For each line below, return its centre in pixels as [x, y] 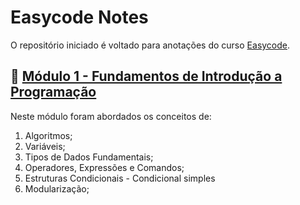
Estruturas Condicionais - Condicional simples [120, 178]
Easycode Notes [79, 17]
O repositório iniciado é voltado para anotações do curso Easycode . [150, 45]
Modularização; [57, 188]
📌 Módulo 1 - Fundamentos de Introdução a [146, 76]
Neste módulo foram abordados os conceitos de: [111, 116]
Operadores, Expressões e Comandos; [104, 167]
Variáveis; [45, 146]
